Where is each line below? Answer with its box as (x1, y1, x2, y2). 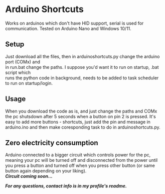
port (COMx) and (5, 59, 41, 65)
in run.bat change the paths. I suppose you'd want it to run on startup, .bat (5, 64, 159, 70)
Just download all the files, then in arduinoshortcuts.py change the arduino (5, 53, 160, 59)
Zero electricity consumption (5, 138, 99, 147)
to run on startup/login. (5, 80, 53, 86)
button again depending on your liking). (5, 168, 87, 174)
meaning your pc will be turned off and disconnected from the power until (5, 157, 158, 163)
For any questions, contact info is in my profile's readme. (5, 183, 127, 189)
